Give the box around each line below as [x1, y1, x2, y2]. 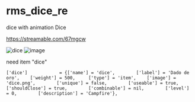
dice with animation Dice [6, 24, 66, 31]
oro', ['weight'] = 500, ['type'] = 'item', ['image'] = [6, 75, 177, 81]
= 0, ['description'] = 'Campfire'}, [6, 90, 118, 96]
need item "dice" [6, 58, 47, 65]
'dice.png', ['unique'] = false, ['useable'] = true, [6, 80, 179, 86]
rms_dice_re [6, 4, 68, 18]
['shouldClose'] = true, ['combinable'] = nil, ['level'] [6, 85, 190, 91]
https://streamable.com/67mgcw [6, 35, 86, 42]
